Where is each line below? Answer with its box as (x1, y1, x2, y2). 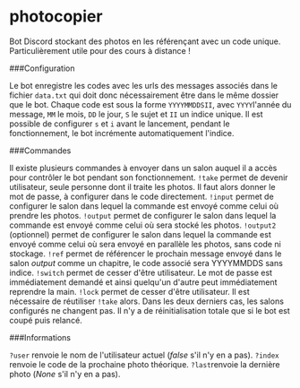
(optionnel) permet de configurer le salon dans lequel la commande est (9, 228, 271, 239)
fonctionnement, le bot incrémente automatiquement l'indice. (9, 127, 235, 138)
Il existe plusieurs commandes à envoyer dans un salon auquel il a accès (9, 162, 278, 173)
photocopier (9, 6, 103, 27)
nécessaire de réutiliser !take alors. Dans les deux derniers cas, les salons (9, 296, 285, 306)
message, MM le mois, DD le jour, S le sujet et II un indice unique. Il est (9, 108, 263, 119)
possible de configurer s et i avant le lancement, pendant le (9, 118, 230, 129)
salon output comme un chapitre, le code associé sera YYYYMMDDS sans (9, 257, 284, 268)
